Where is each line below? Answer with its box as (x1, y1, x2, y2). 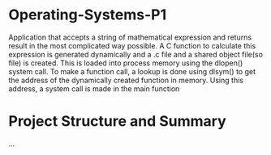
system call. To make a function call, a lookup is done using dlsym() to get (8, 66, 256, 76)
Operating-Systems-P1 (8, 6, 167, 24)
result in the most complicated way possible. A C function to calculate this (8, 40, 256, 50)
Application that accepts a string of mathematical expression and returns (8, 32, 252, 42)
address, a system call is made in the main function (8, 83, 180, 94)
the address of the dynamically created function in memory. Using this (8, 75, 243, 85)
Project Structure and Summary (8, 112, 227, 131)
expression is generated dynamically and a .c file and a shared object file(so (8, 49, 264, 59)
